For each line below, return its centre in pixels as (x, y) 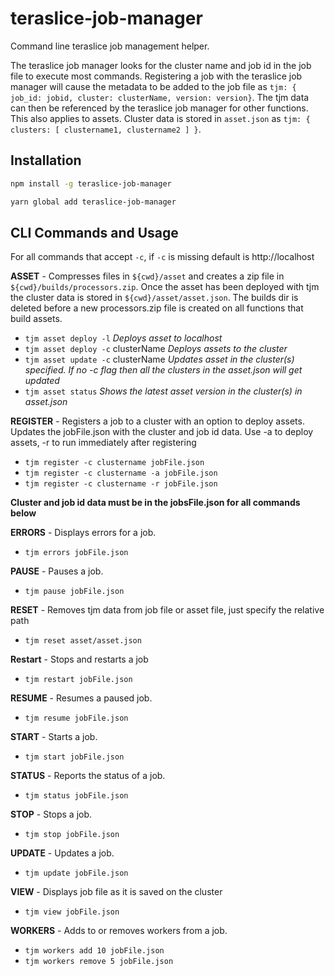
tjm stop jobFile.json (72, 835)
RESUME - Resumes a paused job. (81, 698)
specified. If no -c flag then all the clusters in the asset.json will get (163, 370)
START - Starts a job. (54, 737)
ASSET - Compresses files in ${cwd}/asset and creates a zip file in (147, 276)
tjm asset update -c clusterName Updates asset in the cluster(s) (159, 359)
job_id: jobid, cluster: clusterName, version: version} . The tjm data (160, 97)
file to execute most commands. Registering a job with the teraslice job (156, 76)
